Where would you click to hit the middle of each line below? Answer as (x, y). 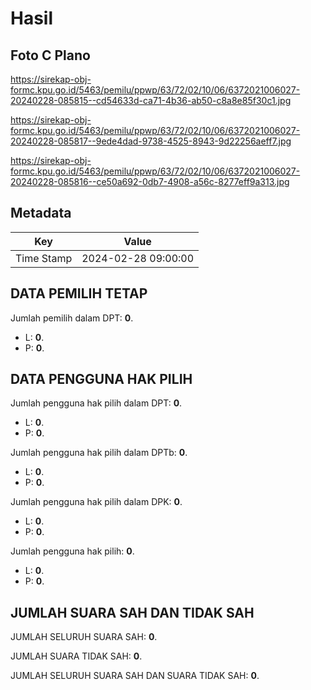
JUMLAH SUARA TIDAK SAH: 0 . (76, 656)
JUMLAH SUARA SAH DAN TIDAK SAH (132, 612)
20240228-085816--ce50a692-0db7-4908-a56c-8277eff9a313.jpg (150, 181)
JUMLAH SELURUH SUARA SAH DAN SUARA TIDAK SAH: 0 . (135, 676)
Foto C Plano (50, 55)
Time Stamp (44, 258)
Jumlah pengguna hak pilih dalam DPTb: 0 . (99, 453)
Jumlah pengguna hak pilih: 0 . (72, 551)
